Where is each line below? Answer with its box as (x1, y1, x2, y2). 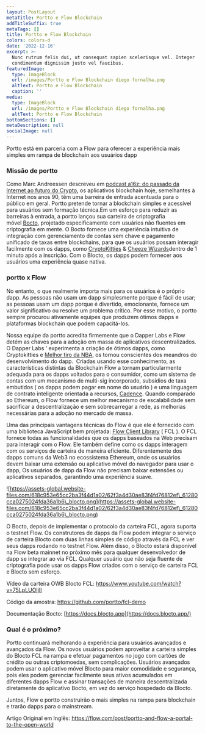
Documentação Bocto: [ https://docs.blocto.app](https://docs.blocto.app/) (6, 610, 192, 617)
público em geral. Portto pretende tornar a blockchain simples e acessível (6, 200, 192, 207)
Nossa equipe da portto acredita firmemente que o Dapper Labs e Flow (6, 331, 185, 339)
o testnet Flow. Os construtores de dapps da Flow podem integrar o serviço (6, 529, 196, 536)
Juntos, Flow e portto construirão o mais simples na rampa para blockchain (6, 696, 196, 703)
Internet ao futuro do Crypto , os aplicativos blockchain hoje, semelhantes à (6, 187, 195, 194)
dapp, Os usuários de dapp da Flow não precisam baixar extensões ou (6, 466, 184, 473)
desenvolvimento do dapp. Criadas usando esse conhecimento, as (6, 358, 176, 365)
